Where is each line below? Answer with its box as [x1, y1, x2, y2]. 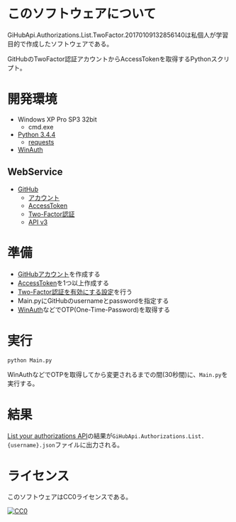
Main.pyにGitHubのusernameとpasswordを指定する [17, 296, 169, 305]
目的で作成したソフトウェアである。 [7, 39, 113, 48]
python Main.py [7, 356, 52, 364]
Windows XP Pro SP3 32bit [17, 114, 97, 124]
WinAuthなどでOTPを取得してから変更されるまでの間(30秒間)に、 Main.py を [7, 370, 228, 378]
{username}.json [7, 442, 55, 449]
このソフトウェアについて [7, 6, 157, 22]
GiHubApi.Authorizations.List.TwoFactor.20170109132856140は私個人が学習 [7, 31, 229, 39]
